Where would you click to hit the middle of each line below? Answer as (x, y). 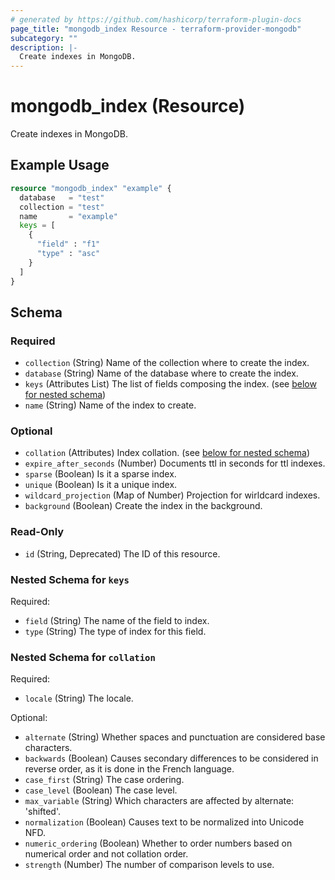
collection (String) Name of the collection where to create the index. (167, 363)
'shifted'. (43, 812)
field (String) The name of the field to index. (117, 621)
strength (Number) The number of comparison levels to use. (149, 865)
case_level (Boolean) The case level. (101, 790)
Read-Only (37, 532)
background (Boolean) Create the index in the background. (143, 506)
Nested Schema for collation (83, 657)
